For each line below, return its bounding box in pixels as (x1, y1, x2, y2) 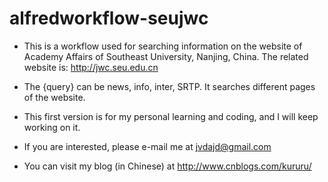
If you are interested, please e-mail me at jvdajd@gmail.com (23, 140, 272, 152)
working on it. (23, 121, 81, 133)
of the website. (23, 91, 86, 103)
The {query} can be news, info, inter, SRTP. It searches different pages (23, 80, 316, 92)
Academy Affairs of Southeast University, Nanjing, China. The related (23, 50, 309, 62)
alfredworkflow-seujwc (9, 7, 209, 30)
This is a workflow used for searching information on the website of (23, 40, 303, 52)
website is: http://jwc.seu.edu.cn (23, 61, 159, 73)
